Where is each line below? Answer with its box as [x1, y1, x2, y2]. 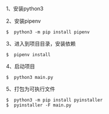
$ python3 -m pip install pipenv [6, 29, 90, 35]
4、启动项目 [6, 63, 36, 70]
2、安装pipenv [6, 18, 41, 25]
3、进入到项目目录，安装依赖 [6, 40, 76, 47]
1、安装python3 [6, 5, 44, 12]
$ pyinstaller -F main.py [6, 102, 72, 108]
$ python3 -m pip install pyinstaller [6, 97, 103, 103]
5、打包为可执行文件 [6, 85, 55, 92]
